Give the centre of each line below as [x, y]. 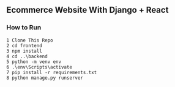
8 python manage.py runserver [45, 78]
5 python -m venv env [34, 62]
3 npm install [24, 51]
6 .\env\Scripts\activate [39, 67]
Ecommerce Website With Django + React [87, 10]
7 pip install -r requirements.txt [52, 72]
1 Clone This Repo [30, 40]
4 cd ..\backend [27, 56]
